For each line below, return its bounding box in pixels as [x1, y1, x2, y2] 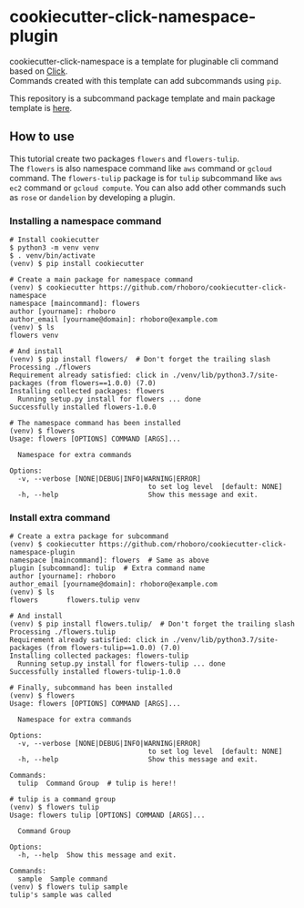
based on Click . [9, 66, 68, 77]
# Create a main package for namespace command [9, 275, 194, 284]
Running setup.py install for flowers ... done [17, 394, 202, 404]
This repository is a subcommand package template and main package [9, 93, 276, 104]
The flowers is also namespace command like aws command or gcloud [9, 162, 273, 174]
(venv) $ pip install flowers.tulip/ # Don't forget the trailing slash [9, 619, 296, 629]
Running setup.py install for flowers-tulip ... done [17, 659, 226, 668]
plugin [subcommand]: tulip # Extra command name [9, 564, 206, 573]
